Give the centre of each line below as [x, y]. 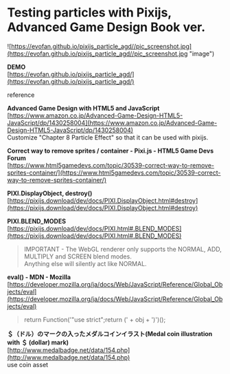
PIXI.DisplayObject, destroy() [50, 193]
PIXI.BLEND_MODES [37, 221]
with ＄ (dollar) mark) [38, 342]
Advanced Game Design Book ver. [106, 27]
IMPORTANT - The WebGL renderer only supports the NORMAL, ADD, [123, 249]
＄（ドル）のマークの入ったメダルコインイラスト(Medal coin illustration [110, 333]
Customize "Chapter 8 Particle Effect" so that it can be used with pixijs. [108, 137]
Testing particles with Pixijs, [89, 13]
